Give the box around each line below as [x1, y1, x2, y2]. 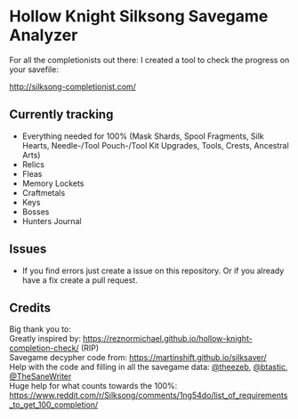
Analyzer [9, 25, 78, 45]
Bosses [21, 206, 50, 217]
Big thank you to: [9, 324, 71, 334]
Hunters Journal [21, 215, 82, 226]
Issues [9, 242, 47, 257]
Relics [21, 158, 44, 170]
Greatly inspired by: [9, 334, 82, 344]
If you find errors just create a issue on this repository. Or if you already [21, 265, 285, 276]
